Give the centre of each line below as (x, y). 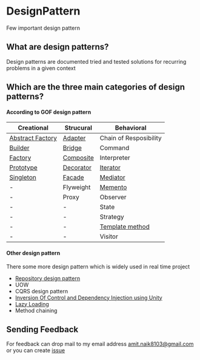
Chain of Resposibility (131, 138)
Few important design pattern (43, 28)
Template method (125, 227)
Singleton (23, 178)
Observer (113, 197)
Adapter (74, 138)
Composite (78, 158)
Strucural (78, 128)
